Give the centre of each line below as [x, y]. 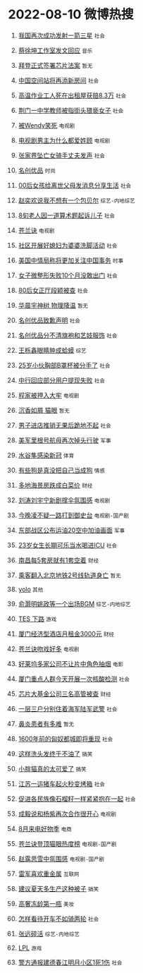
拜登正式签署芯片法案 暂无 [55, 65]
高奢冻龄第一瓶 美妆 [46, 903]
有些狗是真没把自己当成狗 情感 [61, 470]
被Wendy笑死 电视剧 [46, 125]
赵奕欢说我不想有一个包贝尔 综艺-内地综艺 [77, 200]
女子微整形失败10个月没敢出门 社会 [68, 275]
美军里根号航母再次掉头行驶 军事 [64, 440]
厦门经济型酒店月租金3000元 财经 [66, 634]
